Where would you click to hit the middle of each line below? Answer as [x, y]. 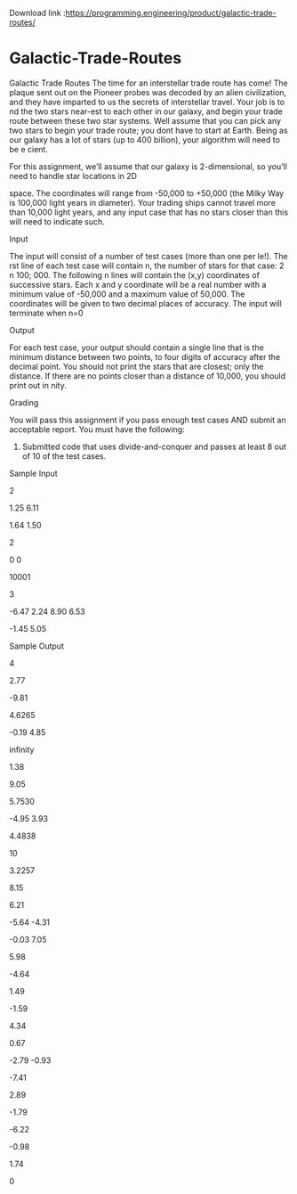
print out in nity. [38, 385]
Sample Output [37, 646]
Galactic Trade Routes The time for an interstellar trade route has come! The [148, 83]
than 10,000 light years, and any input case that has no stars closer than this [149, 212]
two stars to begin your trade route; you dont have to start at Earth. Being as [148, 130]
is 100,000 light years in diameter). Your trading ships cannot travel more [142, 202]
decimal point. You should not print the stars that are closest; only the [136, 366]
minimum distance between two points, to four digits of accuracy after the [145, 356]
